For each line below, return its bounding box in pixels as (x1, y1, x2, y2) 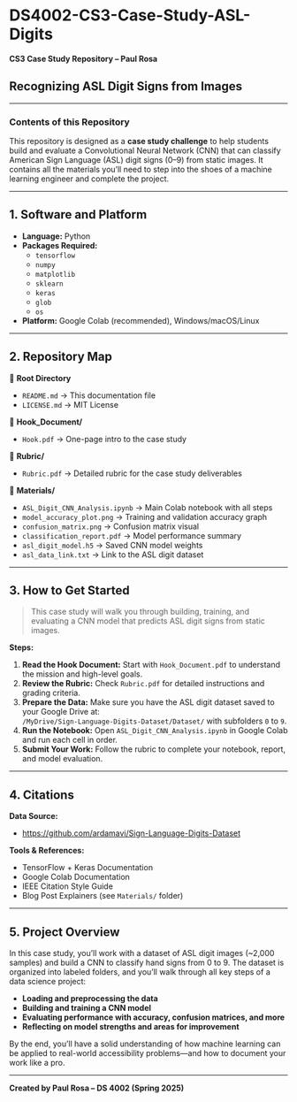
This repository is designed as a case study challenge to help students (9, 136, 270, 147)
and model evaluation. (21, 754, 103, 764)
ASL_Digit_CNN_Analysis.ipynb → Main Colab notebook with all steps (21, 501, 273, 513)
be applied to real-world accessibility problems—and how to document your (9, 1048, 286, 1059)
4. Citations (9, 787, 75, 802)
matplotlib (34, 270, 76, 279)
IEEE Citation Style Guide (21, 881, 113, 892)
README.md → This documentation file (21, 390, 156, 401)
